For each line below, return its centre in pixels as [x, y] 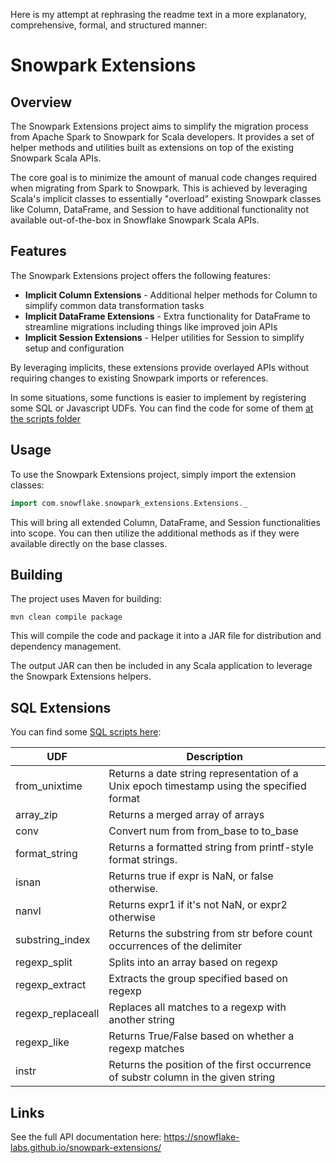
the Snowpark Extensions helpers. [81, 676]
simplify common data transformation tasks [114, 305]
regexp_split [44, 962]
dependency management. [66, 646]
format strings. [143, 860]
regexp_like [42, 1042]
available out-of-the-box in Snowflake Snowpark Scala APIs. [135, 220]
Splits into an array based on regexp [193, 962]
